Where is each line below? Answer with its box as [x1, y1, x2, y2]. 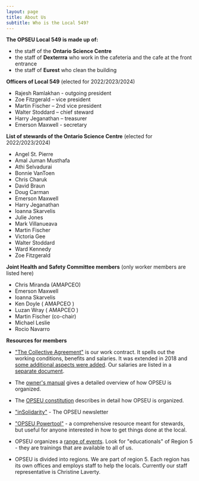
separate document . [14, 367, 65, 375]
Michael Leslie [14, 319, 50, 326]
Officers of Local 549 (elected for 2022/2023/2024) [6, 78, 135, 85]
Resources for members [6, 337, 67, 344]
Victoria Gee [14, 233, 46, 240]
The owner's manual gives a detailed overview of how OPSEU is [14, 379, 172, 386]
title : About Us [6, 14, 46, 20]
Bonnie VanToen [14, 170, 55, 177]
